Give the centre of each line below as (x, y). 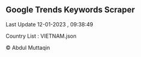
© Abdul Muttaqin (28, 47)
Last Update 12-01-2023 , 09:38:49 (49, 24)
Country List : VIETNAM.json (41, 36)
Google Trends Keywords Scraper (70, 10)
